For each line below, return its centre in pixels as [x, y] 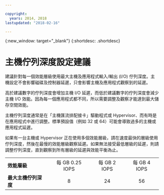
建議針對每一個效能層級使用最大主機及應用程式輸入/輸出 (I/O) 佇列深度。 [78, 76]
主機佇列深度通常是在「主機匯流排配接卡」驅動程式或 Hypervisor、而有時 [79, 115]
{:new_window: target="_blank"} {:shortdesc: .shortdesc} [63, 41]
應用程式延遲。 [20, 127]
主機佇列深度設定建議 [48, 62]
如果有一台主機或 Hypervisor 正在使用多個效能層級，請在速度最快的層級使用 [82, 138]
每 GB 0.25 [69, 162]
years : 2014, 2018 [28, 18]
